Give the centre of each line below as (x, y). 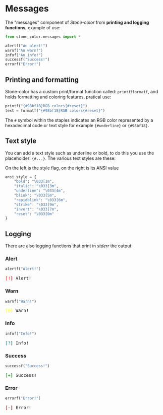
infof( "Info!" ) (21, 334)
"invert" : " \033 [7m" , (36, 209)
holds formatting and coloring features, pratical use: (58, 97)
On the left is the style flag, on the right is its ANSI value (62, 168)
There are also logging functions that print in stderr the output (68, 246)
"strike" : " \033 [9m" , (36, 205)
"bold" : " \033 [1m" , (34, 182)
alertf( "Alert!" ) (23, 269)
